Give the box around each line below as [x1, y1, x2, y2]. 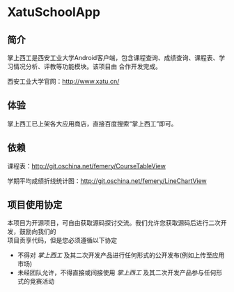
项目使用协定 [7, 199, 63, 211]
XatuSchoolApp [7, 4, 101, 20]
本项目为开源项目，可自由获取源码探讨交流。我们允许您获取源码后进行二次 [7, 219, 221, 227]
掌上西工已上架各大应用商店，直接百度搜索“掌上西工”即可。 [7, 119, 178, 128]
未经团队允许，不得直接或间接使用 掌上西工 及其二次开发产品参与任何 [17, 268, 217, 277]
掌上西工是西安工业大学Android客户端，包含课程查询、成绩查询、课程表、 [7, 54, 219, 61]
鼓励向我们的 [19, 228, 56, 236]
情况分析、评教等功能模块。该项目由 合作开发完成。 [13, 62, 162, 71]
